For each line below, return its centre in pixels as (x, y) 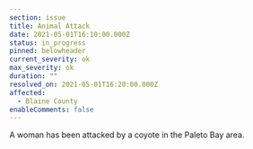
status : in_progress (48, 43)
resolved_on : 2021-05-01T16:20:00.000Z (84, 84)
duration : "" (34, 76)
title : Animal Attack (50, 26)
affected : (28, 92)
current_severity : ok (50, 59)
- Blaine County (48, 101)
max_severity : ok (42, 68)
